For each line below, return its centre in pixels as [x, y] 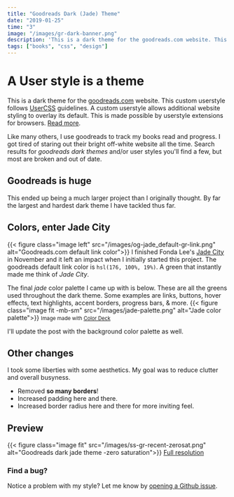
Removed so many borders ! [58, 391]
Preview [26, 428]
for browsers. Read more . [44, 123]
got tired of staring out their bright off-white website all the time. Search [111, 144]
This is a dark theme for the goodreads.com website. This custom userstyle [116, 100]
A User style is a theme [76, 81]
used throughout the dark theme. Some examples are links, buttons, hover [115, 295]
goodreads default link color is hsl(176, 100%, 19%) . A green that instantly [115, 267]
